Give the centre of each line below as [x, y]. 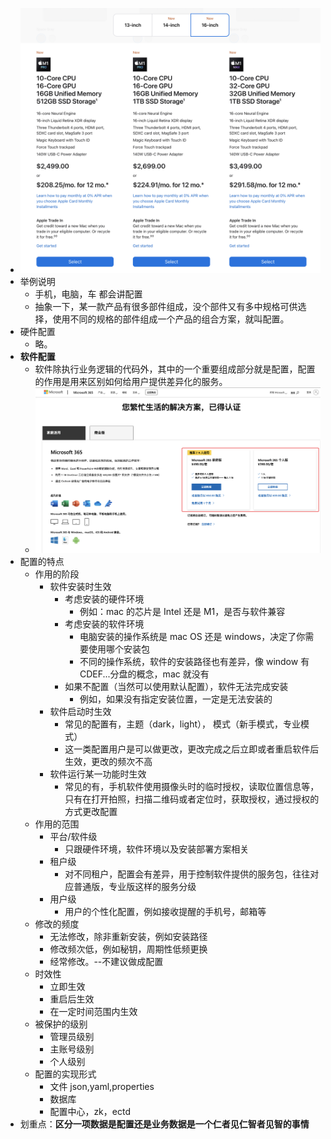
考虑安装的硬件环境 [104, 599]
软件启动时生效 [80, 712]
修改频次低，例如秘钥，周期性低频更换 [128, 949]
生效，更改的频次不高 [108, 762]
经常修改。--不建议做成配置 [106, 962]
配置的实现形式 [65, 1074]
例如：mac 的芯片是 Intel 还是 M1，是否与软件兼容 [182, 612]
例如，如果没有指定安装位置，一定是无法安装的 [176, 699]
